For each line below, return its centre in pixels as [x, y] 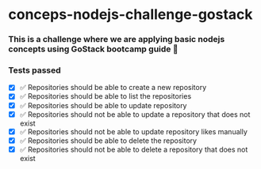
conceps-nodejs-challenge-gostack [130, 15]
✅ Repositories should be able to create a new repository [113, 88]
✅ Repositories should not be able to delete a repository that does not [134, 149]
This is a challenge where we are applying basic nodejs [117, 39]
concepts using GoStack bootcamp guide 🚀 [93, 49]
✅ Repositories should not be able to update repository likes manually [133, 131]
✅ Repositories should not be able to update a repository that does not [135, 114]
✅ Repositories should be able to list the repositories [106, 96]
